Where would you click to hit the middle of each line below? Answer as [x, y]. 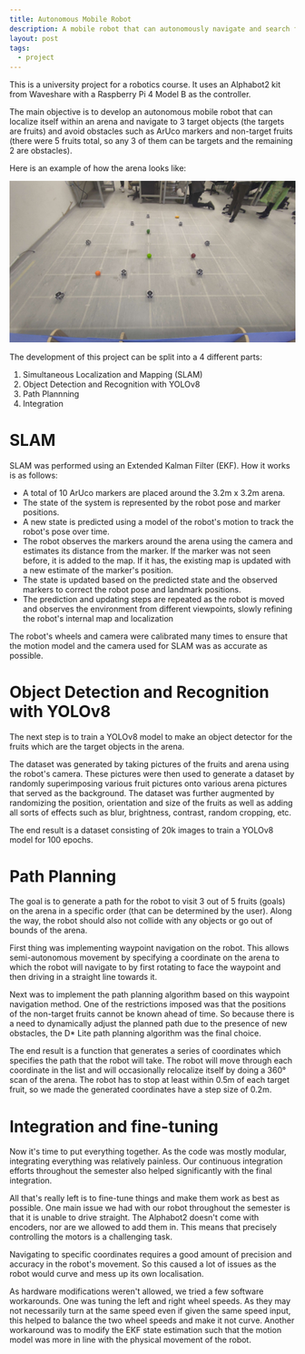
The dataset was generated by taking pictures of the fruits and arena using [149, 763]
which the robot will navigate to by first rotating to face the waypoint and [145, 967]
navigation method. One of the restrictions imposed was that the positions [148, 1005]
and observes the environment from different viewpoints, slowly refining [157, 609]
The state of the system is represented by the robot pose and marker [152, 502]
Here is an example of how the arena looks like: [98, 168]
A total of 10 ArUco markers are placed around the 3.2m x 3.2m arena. [154, 492]
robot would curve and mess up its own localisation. [107, 1274]
